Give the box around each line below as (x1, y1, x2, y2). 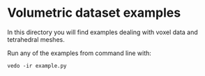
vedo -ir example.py (7, 62, 68, 69)
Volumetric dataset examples (7, 5, 181, 21)
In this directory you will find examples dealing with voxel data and (7, 28, 199, 36)
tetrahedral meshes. (7, 35, 65, 43)
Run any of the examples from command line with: (7, 49, 152, 57)
